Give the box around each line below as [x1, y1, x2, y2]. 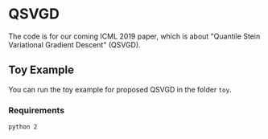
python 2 [8, 123, 38, 131]
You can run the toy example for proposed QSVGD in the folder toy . [8, 84, 232, 94]
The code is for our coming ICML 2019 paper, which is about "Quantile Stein [8, 31, 261, 41]
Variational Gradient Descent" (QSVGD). [8, 39, 141, 49]
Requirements [8, 104, 65, 116]
